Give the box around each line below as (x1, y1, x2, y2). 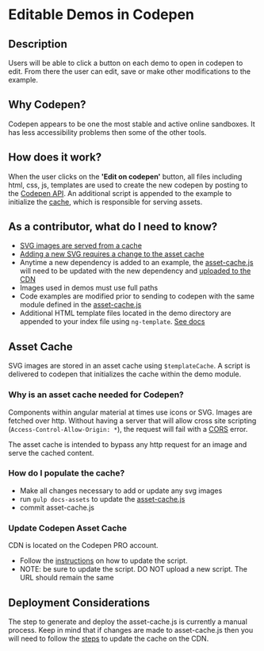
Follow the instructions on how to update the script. (19, 556, 188, 565)
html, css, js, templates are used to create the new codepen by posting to (8, 180, 248, 190)
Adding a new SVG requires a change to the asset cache (19, 249, 205, 259)
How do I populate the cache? (8, 468, 125, 479)
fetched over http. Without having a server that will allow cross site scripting (8, 415, 257, 426)
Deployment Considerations (8, 595, 151, 609)
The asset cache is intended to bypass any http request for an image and (8, 439, 247, 449)
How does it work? (8, 151, 102, 164)
